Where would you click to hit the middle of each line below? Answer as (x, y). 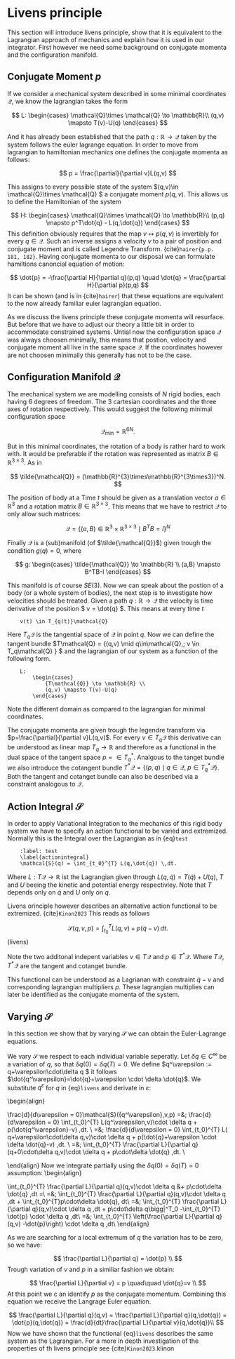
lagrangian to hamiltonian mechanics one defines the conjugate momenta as (117, 152)
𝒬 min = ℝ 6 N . (118, 431)
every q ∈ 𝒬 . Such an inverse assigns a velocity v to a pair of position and (115, 241)
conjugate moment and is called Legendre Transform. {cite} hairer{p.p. (111, 249)
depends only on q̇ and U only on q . (59, 892)
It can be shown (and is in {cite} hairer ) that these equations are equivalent (115, 295)
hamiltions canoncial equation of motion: (66, 264)
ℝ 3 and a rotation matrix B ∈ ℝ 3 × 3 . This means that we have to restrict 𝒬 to (117, 505)
